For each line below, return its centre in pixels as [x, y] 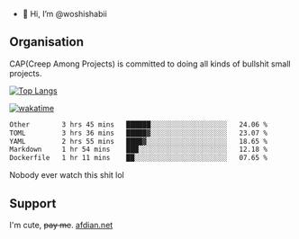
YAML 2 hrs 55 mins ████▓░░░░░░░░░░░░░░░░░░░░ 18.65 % [139, 141]
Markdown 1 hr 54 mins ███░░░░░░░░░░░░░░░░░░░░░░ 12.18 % [139, 150]
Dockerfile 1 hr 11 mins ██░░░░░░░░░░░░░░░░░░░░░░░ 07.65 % [139, 158]
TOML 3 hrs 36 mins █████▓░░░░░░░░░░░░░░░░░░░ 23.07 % [139, 133]
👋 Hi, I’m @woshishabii [65, 14]
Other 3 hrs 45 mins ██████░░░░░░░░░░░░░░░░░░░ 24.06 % [139, 124]
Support [33, 204]
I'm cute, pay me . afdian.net [61, 225]
